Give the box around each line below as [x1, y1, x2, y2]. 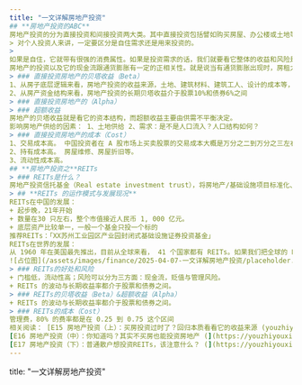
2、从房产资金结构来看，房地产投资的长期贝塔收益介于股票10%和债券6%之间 [9, 88, 248, 97]
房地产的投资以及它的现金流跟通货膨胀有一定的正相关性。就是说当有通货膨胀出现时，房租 [9, 64, 290, 73]
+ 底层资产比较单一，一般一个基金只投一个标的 [9, 223, 159, 232]
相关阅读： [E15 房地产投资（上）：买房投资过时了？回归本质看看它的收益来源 [9, 324, 258, 333]
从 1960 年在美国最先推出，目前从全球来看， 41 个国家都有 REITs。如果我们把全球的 [9, 248, 289, 257]
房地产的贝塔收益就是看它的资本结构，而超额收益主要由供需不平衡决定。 [9, 114, 237, 123]
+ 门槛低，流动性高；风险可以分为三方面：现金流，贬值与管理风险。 [9, 273, 225, 282]
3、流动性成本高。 [9, 155, 67, 165]
